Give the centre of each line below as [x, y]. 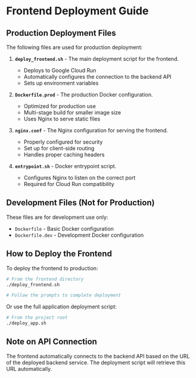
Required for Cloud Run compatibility [69, 184]
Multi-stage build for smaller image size [72, 112]
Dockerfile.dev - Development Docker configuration [79, 235]
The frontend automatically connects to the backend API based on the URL [98, 356]
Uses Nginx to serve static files [62, 119]
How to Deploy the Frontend [59, 254]
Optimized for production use [60, 106]
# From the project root [37, 318]
